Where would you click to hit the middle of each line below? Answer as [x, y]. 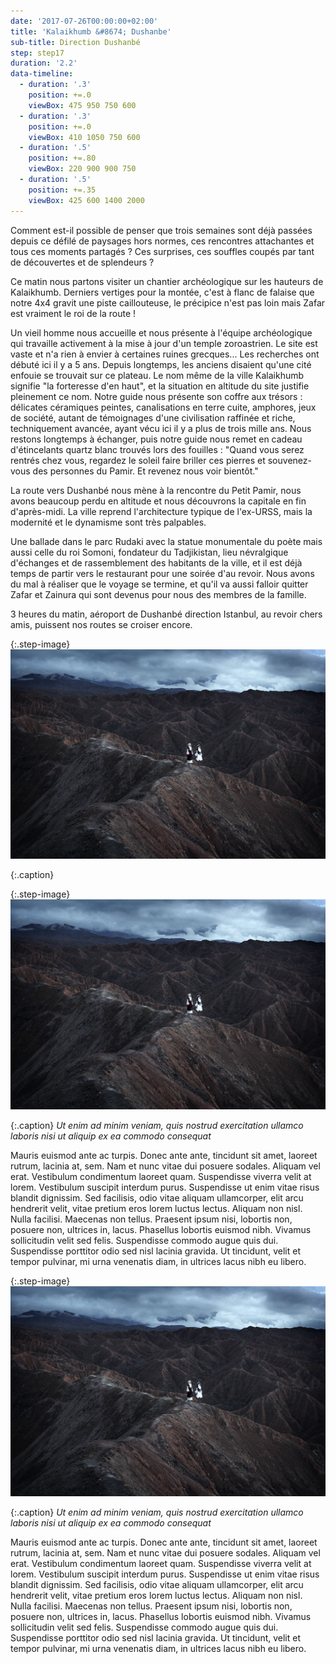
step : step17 [37, 53]
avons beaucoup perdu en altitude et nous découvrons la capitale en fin [158, 501]
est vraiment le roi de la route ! [73, 313]
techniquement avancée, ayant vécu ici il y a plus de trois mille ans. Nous [161, 428]
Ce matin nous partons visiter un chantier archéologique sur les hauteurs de [167, 281]
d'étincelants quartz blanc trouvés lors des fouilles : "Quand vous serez [157, 449]
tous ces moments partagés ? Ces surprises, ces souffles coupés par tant [162, 251]
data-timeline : [42, 74]
